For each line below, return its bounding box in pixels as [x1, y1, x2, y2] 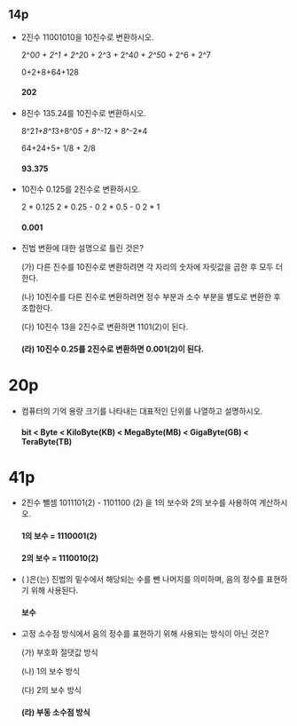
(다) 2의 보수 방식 [20, 685, 82, 696]
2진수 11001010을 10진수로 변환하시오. [20, 31, 154, 43]
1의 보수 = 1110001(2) [20, 531, 98, 541]
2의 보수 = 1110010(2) [20, 552, 99, 563]
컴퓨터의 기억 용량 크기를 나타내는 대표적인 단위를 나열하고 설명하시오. [20, 406, 263, 416]
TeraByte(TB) [20, 436, 73, 446]
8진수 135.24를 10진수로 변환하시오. [20, 108, 147, 119]
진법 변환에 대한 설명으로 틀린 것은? [20, 243, 144, 254]
